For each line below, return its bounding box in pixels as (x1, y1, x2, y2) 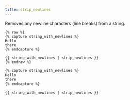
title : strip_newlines (5, 7, 51, 12)
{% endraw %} (5, 59, 32, 65)
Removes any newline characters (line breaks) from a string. (5, 20, 125, 26)
